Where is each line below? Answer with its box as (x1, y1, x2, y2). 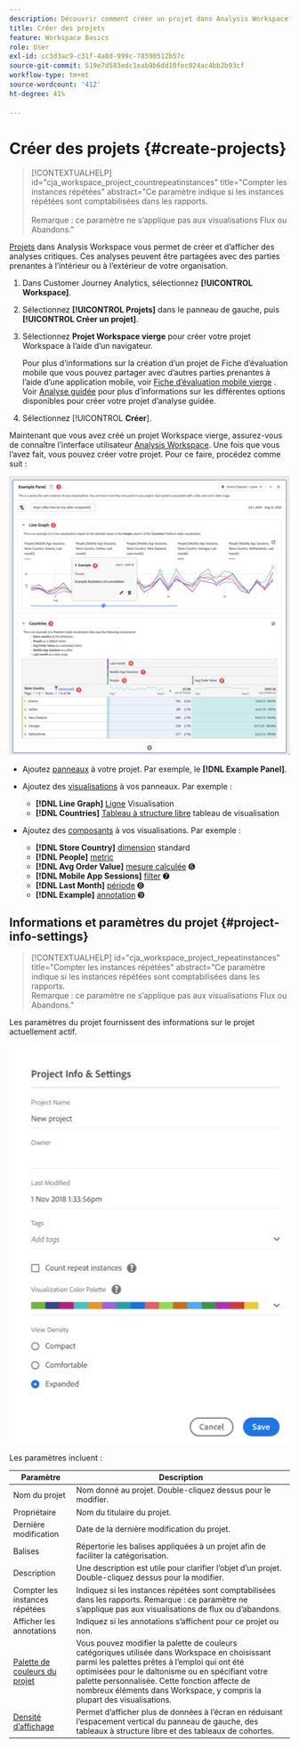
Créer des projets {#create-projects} (9, 138, 287, 158)
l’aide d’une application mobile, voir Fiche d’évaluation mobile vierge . (21, 376, 277, 387)
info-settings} (9, 928, 89, 943)
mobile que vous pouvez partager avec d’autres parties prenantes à (21, 368, 271, 378)
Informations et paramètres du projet (9, 915, 219, 930)
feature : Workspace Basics (9, 33, 109, 42)
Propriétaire (12, 1507, 57, 1517)
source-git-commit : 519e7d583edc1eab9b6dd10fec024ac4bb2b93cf (9, 61, 245, 70)
